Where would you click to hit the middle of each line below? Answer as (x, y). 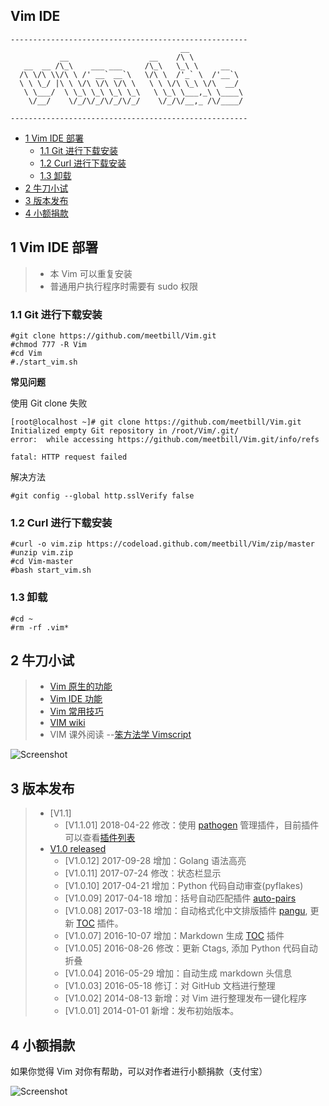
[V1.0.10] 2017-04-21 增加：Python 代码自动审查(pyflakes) (184, 886)
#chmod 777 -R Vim (48, 344)
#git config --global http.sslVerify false (102, 495)
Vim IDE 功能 (76, 699)
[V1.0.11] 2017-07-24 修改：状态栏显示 (143, 873)
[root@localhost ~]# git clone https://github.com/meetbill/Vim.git (156, 422)
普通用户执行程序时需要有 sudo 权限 (124, 286)
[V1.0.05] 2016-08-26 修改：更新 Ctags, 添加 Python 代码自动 (191, 948)
